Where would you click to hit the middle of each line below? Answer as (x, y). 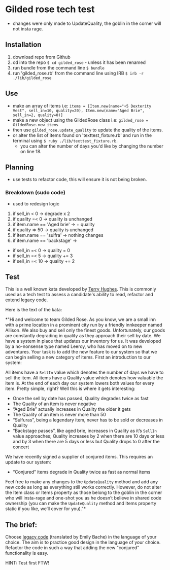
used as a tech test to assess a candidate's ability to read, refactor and (79, 295)
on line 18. (31, 151)
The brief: (21, 525)
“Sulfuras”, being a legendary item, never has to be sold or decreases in (88, 420)
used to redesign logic (36, 203)
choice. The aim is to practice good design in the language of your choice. (83, 542)
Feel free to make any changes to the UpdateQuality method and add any (82, 482)
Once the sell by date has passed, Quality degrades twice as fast (80, 399)
